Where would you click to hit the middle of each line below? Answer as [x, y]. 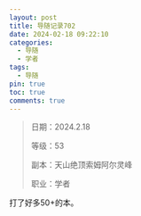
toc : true [27, 92]
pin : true [27, 84]
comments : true [37, 100]
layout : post [33, 17]
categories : [31, 42]
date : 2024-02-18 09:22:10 [59, 34]
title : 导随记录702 [43, 26]
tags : [19, 68]
